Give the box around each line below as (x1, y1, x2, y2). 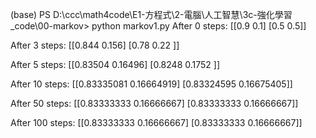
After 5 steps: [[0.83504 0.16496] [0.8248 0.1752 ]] (10, 59, 221, 70)
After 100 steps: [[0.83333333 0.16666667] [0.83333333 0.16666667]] (10, 117, 303, 128)
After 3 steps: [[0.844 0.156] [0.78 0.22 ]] (10, 39, 180, 51)
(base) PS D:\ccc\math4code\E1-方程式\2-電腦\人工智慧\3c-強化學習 (10, 9, 293, 20)
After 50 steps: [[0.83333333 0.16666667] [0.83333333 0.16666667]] (10, 98, 299, 109)
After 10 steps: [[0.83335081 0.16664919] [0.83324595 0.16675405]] (10, 78, 293, 90)
